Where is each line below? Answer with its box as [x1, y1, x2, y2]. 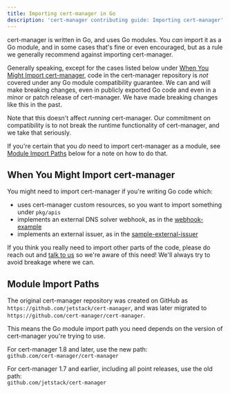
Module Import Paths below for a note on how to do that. [7, 149, 168, 157]
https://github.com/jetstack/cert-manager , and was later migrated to [7, 304, 207, 312]
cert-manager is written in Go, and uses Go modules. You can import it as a [7, 35, 222, 44]
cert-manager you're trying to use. [7, 332, 106, 341]
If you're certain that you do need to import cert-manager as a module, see [7, 142, 221, 150]
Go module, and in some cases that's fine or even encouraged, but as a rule [7, 43, 223, 51]
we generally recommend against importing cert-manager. [7, 50, 173, 59]
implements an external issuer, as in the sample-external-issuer [17, 230, 198, 238]
